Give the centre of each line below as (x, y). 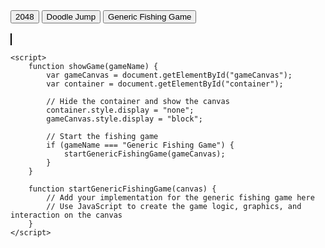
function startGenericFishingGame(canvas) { (122, 189)
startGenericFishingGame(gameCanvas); (144, 154)
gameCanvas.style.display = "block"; (124, 119)
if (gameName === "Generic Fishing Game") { (140, 145)
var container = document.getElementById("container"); (165, 84)
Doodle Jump (71, 17)
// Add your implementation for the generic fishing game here (180, 198)
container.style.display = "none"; (120, 110)
